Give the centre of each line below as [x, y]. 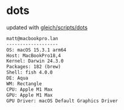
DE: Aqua [17, 78]
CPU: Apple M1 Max [29, 89]
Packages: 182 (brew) [34, 67]
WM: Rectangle [24, 84]
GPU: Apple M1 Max [29, 95]
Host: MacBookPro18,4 [34, 55]
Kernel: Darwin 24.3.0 [35, 61]
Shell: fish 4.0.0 [29, 73]
